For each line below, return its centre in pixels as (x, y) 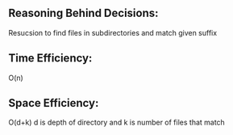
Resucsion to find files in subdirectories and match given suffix (113, 32)
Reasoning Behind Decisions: (83, 13)
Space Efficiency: (54, 103)
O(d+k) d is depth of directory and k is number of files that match (117, 122)
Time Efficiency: (50, 59)
